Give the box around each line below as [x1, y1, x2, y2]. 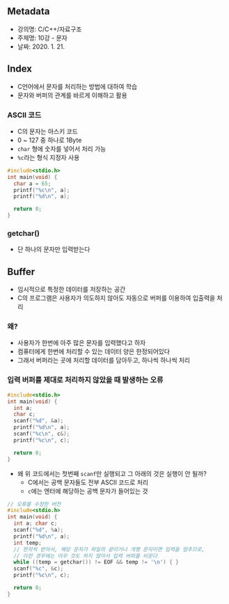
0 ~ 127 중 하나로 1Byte [17, 136, 82, 144]
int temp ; [13, 539, 42, 546]
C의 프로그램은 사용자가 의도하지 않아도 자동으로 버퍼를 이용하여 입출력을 [17, 294, 216, 302]
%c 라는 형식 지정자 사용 [17, 153, 80, 161]
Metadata [7, 6, 50, 17]
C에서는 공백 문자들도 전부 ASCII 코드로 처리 [27, 478, 148, 486]
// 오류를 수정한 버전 [7, 500, 61, 507]
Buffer [7, 266, 35, 278]
